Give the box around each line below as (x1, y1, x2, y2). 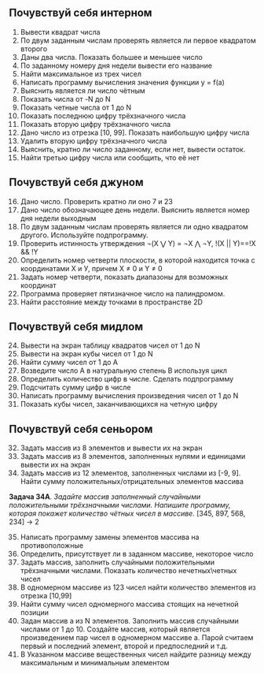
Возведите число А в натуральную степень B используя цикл (20, 366, 227, 375)
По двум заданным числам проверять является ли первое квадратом (20, 35, 256, 45)
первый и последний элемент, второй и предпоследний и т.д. (20, 642, 228, 651)
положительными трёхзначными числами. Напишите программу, (9, 501, 231, 510)
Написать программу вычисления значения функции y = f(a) (20, 77, 225, 87)
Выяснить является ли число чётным (20, 86, 145, 95)
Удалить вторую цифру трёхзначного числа (20, 136, 167, 145)
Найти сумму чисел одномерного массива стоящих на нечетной (20, 599, 239, 609)
